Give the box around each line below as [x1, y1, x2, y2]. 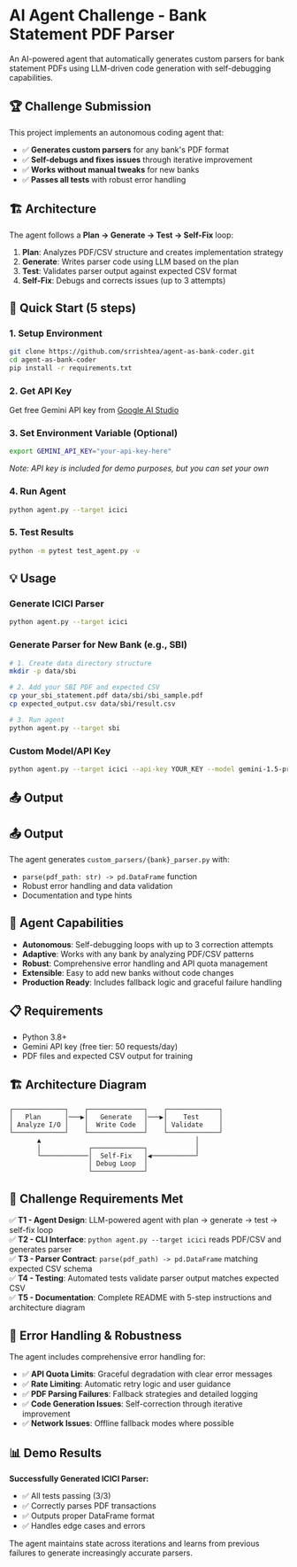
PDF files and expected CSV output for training [21, 1050, 193, 1061]
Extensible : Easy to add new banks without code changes [21, 967, 234, 978]
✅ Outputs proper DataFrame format [21, 1510, 155, 1521]
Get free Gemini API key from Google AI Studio [9, 405, 179, 416]
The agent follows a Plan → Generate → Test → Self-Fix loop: [9, 230, 234, 240]
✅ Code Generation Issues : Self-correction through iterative [21, 1399, 243, 1409]
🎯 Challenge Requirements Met [9, 1191, 184, 1206]
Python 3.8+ [21, 1032, 68, 1042]
